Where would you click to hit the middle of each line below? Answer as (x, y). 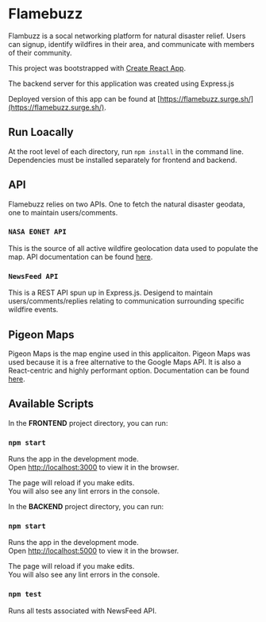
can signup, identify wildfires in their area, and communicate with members (131, 44)
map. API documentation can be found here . (81, 257)
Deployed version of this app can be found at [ (84, 99)
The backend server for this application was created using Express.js (121, 83)
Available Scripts (51, 404)
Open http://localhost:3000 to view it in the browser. (94, 467)
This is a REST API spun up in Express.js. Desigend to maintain (110, 293)
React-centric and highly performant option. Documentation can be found (129, 370)
